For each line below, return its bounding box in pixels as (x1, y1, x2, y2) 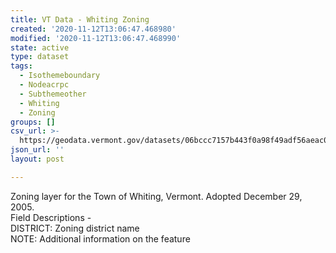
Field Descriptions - (10, 211, 92, 223)
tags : (10, 61, 33, 71)
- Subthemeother (19, 89, 87, 99)
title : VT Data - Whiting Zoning (10, 14, 150, 25)
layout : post (10, 154, 65, 164)
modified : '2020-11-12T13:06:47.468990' (10, 33, 182, 43)
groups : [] (10, 117, 56, 127)
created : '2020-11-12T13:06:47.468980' (10, 24, 177, 34)
